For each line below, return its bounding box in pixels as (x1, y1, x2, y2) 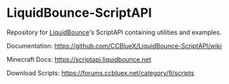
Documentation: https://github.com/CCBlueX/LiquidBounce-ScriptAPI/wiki (6, 41, 223, 50)
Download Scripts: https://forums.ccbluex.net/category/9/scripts (6, 69, 194, 77)
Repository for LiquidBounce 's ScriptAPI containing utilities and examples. (6, 28, 222, 36)
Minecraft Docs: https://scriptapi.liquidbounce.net (6, 55, 151, 64)
